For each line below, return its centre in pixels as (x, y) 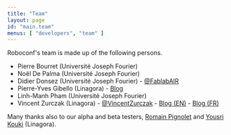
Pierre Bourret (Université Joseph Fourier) (77, 66)
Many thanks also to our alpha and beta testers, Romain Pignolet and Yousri (115, 117)
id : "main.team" (31, 26)
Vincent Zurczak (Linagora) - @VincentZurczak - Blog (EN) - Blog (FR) (118, 103)
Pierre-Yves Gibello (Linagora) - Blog (70, 88)
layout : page (26, 20)
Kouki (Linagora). (32, 124)
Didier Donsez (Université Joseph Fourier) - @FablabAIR (98, 81)
